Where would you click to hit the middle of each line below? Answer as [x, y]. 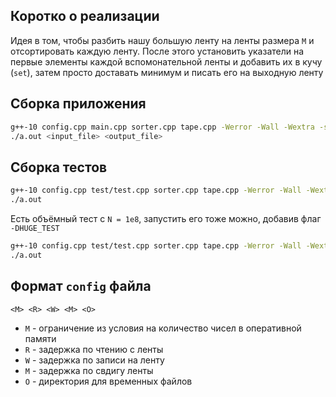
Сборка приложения [78, 104]
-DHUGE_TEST [35, 228]
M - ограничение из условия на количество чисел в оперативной [163, 328]
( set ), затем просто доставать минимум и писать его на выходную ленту [167, 72]
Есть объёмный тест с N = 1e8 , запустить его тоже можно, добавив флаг [166, 218]
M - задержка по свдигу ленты [89, 370]
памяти [40, 338]
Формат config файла [81, 286]
